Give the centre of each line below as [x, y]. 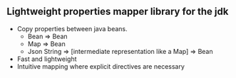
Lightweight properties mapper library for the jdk [118, 12]
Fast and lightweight [47, 59]
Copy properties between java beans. [72, 28]
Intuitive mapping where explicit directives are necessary [101, 66]
